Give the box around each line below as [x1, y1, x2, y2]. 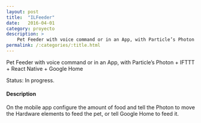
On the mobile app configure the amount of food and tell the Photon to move [6, 104, 195, 111]
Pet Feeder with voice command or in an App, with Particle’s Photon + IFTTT [6, 58, 195, 66]
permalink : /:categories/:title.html [6, 43, 101, 49]
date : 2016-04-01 [6, 20, 55, 26]
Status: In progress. [6, 76, 55, 84]
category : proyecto [6, 25, 55, 32]
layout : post [6, 8, 39, 15]
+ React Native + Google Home [6, 65, 83, 72]
